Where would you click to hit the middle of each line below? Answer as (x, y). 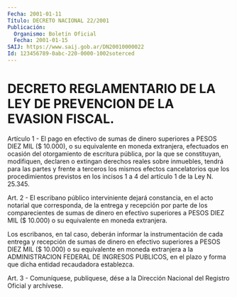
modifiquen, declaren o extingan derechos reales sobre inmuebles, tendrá (115, 161)
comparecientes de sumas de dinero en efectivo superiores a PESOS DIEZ (116, 212)
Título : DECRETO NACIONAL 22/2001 (59, 21)
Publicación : (27, 27)
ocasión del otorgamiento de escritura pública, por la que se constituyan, (114, 153)
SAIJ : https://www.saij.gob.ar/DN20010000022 (76, 47)
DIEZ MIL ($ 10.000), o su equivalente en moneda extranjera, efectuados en (118, 146)
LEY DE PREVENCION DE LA (91, 104)
